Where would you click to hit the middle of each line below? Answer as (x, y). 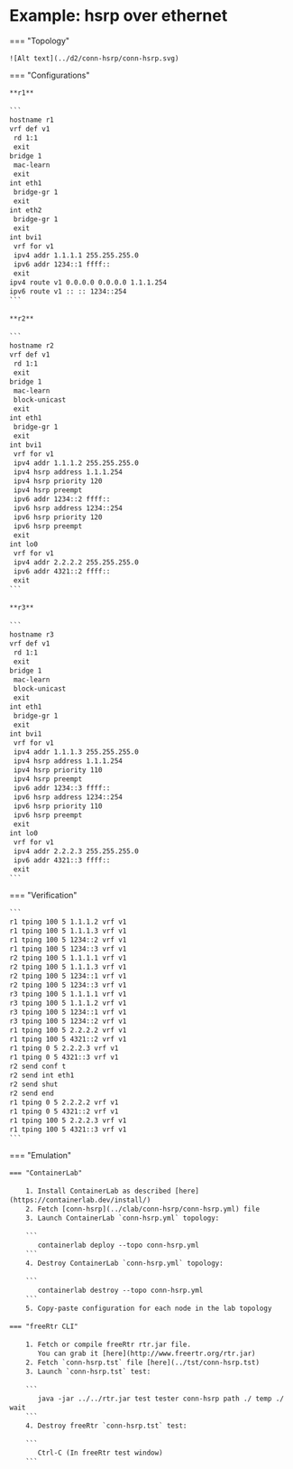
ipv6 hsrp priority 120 (58, 517)
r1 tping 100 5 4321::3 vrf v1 (68, 1130)
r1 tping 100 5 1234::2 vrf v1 (68, 940)
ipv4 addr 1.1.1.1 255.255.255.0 (76, 255)
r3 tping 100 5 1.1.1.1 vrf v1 (68, 994)
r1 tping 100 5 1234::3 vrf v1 (68, 949)
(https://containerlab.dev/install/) (80, 1200)
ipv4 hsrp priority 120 (58, 481)
